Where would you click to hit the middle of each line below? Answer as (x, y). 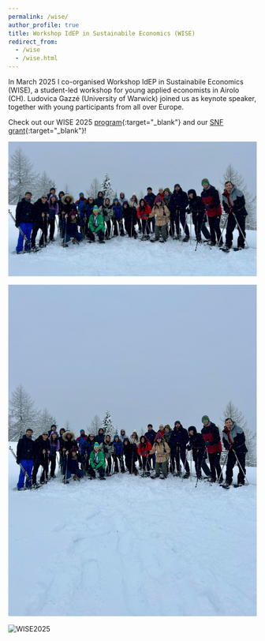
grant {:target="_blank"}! (47, 131)
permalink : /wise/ (38, 17)
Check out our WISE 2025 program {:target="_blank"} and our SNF (116, 122)
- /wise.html (37, 58)
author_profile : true (44, 25)
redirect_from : (33, 42)
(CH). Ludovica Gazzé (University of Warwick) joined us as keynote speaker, (132, 98)
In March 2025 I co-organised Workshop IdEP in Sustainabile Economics (126, 82)
